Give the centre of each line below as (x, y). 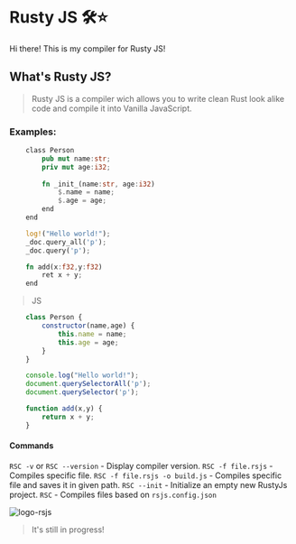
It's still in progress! (68, 530)
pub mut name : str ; (76, 159)
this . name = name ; (92, 334)
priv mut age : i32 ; (76, 167)
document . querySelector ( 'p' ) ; (83, 392)
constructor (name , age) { (88, 326)
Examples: (33, 132)
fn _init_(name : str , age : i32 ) (98, 184)
